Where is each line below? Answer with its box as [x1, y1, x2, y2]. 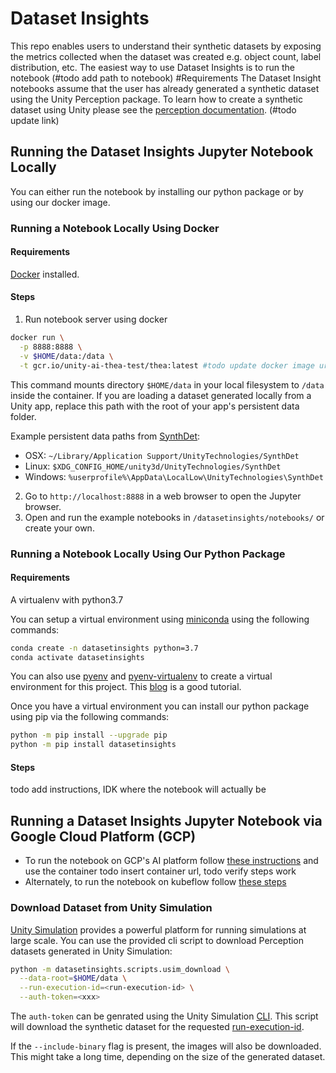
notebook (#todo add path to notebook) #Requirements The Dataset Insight [10, 72, 322, 84]
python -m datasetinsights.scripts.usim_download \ [10, 964, 230, 974]
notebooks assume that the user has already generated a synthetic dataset [10, 82, 320, 94]
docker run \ [10, 333, 65, 343]
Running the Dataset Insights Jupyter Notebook [10, 143, 314, 161]
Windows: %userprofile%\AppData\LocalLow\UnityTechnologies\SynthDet [24, 470, 324, 482]
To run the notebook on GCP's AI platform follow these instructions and [24, 855, 319, 867]
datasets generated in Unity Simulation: [10, 945, 173, 957]
